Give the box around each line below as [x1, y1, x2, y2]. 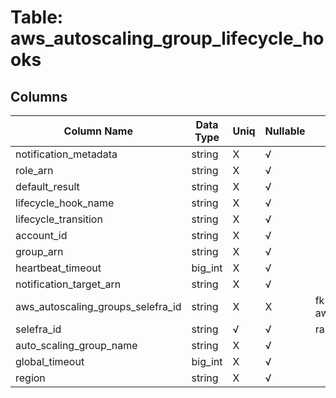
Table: [10, 6, 64, 29]
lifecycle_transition [15, 212, 103, 226]
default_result [15, 180, 80, 193]
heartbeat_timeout [15, 261, 102, 275]
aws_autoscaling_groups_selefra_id [15, 300, 182, 313]
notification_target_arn [15, 277, 122, 291]
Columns [10, 88, 68, 105]
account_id [15, 229, 68, 242]
